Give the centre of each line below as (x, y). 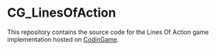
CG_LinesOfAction (62, 13)
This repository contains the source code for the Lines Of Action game (108, 32)
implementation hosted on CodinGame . (63, 39)
